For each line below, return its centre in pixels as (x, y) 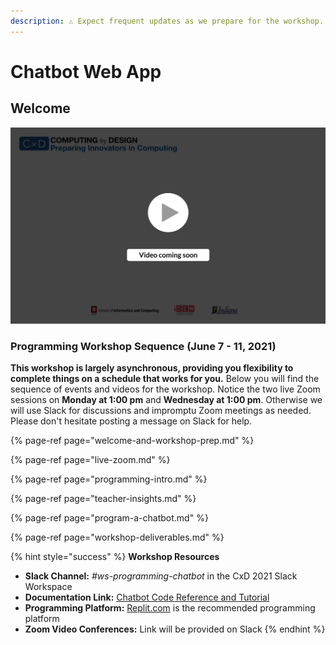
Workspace (48, 587)
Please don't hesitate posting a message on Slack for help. (131, 421)
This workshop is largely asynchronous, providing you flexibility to (152, 368)
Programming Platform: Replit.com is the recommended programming (170, 608)
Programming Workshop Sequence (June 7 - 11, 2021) (143, 347)
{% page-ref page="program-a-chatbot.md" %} (109, 518)
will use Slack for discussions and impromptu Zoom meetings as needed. (161, 411)
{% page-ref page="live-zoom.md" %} (90, 460)
